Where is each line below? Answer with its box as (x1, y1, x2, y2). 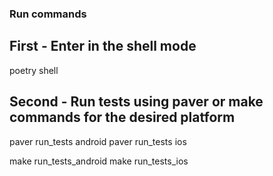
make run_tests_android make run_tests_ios (9, 155, 189, 167)
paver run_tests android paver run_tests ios (9, 135, 187, 147)
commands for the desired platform (9, 109, 236, 126)
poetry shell (9, 64, 59, 76)
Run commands (9, 7, 87, 21)
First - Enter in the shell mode (9, 38, 197, 55)
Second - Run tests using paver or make (9, 93, 264, 111)
